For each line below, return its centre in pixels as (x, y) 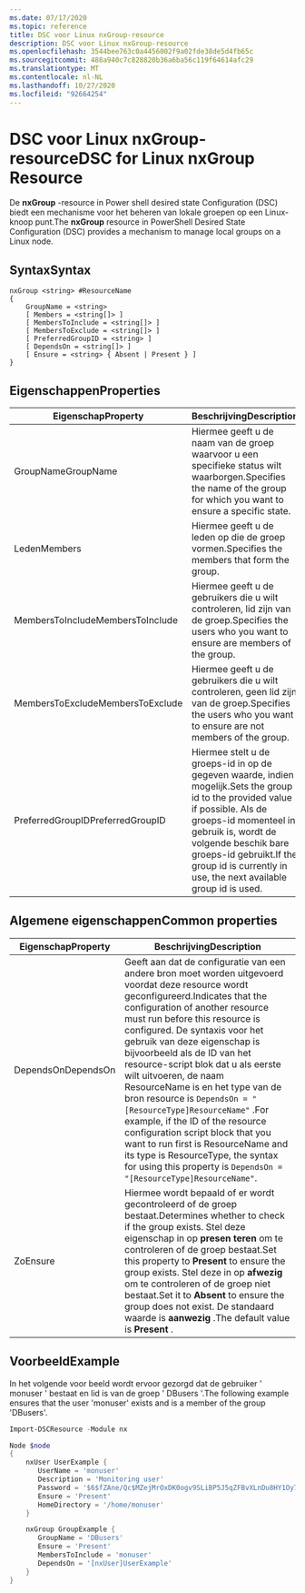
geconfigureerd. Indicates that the (196, 995)
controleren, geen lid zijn (244, 692)
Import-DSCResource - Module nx (69, 1429)
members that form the (241, 560)
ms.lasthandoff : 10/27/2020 (63, 86)
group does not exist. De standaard (199, 1306)
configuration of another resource (197, 1007)
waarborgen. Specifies (238, 477)
